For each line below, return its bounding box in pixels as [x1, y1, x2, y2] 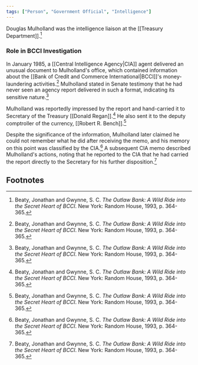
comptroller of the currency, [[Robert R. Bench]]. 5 [6, 119, 127, 127]
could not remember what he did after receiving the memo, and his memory [6, 137, 190, 145]
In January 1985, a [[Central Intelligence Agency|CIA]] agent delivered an [6, 60, 184, 67]
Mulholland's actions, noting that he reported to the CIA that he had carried [6, 151, 189, 158]
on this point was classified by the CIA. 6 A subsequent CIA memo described [6, 144, 191, 151]
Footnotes [6, 175, 44, 185]
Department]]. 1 [6, 31, 42, 39]
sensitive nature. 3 [6, 93, 49, 100]
